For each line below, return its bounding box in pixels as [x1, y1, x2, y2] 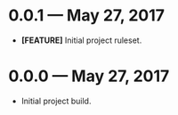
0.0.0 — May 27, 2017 [8, 66, 170, 86]
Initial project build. [20, 95, 92, 106]
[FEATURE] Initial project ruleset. [20, 35, 142, 45]
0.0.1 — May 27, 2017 [8, 5, 166, 26]
